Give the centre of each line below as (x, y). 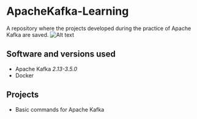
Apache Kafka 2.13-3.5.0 (46, 69)
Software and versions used (61, 54)
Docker (24, 75)
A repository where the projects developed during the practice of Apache (99, 28)
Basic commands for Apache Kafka (60, 109)
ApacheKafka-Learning (68, 11)
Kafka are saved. (28, 34)
